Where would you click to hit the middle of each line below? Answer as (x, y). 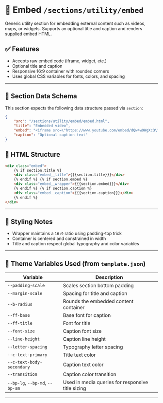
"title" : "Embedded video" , (42, 126)
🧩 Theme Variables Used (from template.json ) (75, 264)
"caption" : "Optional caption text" (51, 135)
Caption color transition (90, 374)
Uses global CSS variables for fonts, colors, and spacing (68, 76)
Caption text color (83, 365)
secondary (19, 367)
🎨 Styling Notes (29, 222)
